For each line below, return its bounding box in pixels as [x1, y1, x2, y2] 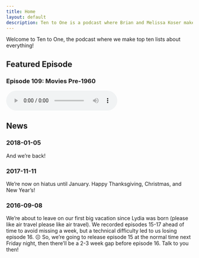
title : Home [6, 8, 36, 15]
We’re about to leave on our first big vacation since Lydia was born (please [6, 215, 188, 222]
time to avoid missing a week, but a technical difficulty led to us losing [6, 227, 177, 234]
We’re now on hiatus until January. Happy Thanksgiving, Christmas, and [6, 181, 182, 188]
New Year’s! [6, 187, 36, 194]
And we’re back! [6, 152, 46, 159]
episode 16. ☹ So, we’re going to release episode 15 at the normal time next [6, 234, 191, 241]
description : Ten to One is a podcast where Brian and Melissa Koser [6, 19, 182, 25]
